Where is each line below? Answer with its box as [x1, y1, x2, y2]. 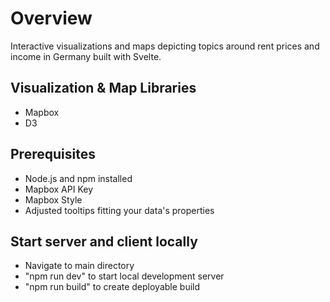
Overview [10, 7, 93, 30]
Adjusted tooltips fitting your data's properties [24, 204, 215, 216]
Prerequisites [10, 146, 96, 163]
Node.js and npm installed [24, 172, 133, 184]
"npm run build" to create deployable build [24, 281, 201, 293]
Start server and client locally [10, 233, 198, 250]
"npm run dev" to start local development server [24, 270, 225, 282]
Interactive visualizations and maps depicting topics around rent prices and [10, 40, 320, 52]
